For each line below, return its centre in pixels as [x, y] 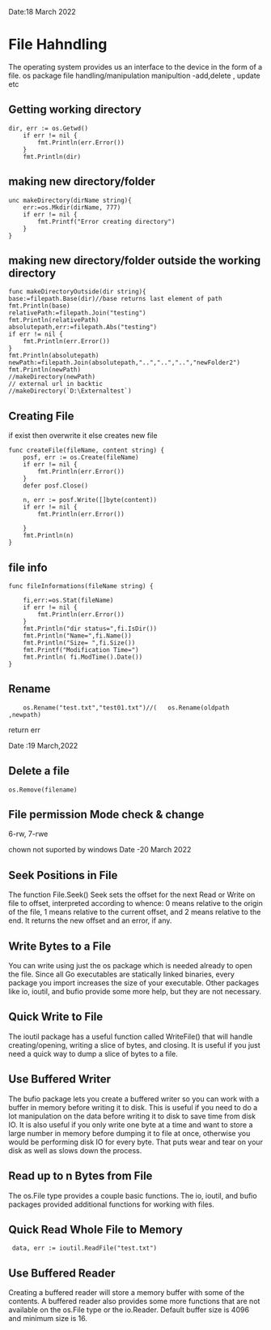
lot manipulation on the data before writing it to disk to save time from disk [132, 1116]
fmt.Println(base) [39, 306]
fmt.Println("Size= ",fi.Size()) [79, 643]
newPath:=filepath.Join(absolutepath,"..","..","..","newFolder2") [125, 363]
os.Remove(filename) [43, 790]
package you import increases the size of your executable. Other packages [134, 983]
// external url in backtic [56, 384]
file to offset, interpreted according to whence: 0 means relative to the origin [135, 903]
